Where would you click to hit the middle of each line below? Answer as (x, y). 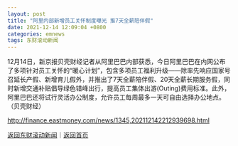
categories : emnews (36, 34)
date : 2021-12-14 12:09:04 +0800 (57, 27)
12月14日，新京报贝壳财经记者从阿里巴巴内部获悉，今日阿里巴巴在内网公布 (117, 62)
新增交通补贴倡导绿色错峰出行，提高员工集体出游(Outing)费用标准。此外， (122, 88)
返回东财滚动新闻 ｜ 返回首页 (48, 135)
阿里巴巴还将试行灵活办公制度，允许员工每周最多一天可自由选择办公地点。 (116, 98)
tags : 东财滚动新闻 (33, 41)
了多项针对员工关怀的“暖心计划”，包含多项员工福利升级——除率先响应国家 (116, 71)
